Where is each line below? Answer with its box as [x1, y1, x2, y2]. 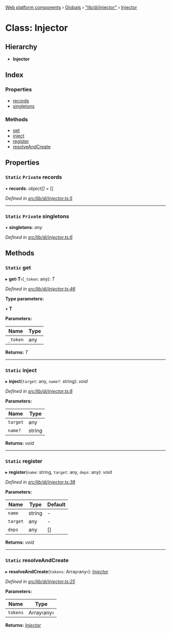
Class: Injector [5, 22, 68, 34]
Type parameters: [5, 295, 44, 301]
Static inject [5, 367, 37, 374]
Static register [5, 458, 43, 465]
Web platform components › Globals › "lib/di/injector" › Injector [5, 5, 137, 10]
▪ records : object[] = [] [5, 185, 53, 191]
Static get [5, 264, 32, 271]
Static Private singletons [5, 213, 70, 220]
